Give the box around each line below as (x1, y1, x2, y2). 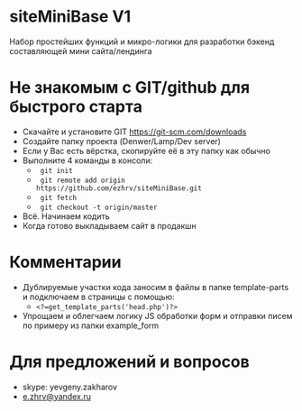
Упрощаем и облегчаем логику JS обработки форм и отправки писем (22, 310, 293, 321)
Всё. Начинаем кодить (22, 210, 110, 222)
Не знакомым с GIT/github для (9, 78, 251, 98)
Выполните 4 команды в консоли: (22, 155, 153, 166)
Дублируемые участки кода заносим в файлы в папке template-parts (22, 281, 289, 292)
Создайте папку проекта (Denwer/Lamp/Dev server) (22, 135, 221, 146)
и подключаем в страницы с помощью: (22, 291, 175, 302)
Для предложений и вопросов (9, 352, 250, 371)
